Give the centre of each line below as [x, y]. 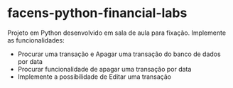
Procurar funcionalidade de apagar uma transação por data [104, 69]
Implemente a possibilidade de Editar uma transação [94, 77]
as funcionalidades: [36, 40]
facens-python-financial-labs [97, 13]
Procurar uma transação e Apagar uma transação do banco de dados [119, 54]
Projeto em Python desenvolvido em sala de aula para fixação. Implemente [116, 33]
